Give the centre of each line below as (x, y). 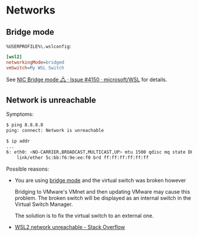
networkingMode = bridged (35, 62)
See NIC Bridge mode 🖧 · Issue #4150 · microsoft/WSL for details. (87, 79)
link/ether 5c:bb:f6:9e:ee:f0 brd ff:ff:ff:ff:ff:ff (83, 157)
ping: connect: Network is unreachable (55, 131)
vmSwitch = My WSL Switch (35, 68)
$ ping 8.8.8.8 (25, 125)
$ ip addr (18, 141)
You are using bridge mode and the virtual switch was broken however (100, 180)
